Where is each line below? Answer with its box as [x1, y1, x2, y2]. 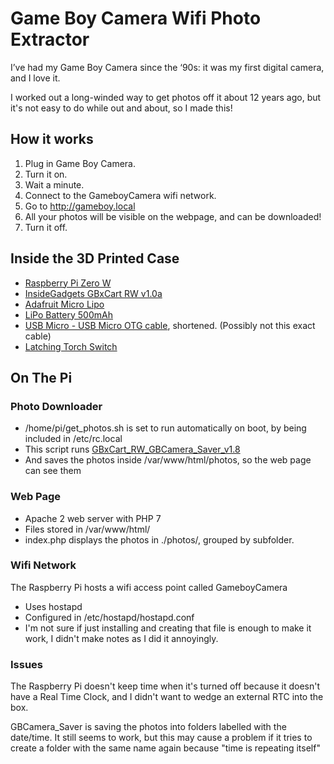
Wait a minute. [24, 178, 85, 191]
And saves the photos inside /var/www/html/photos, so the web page [24, 454, 312, 466]
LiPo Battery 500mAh [24, 308, 113, 321]
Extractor [10, 28, 90, 51]
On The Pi [10, 369, 73, 386]
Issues [10, 657, 44, 671]
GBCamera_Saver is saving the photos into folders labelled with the [10, 721, 287, 733]
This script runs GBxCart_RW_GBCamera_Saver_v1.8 [24, 443, 241, 456]
